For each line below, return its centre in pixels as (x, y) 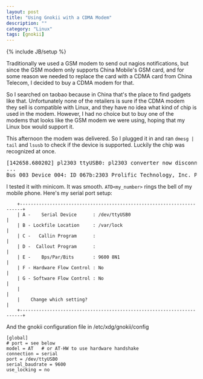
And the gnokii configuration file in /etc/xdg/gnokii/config (78, 327)
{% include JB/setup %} (36, 52)
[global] (17, 338)
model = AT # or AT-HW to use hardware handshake (72, 349)
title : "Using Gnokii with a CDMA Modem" (59, 18)
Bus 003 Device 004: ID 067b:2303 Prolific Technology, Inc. (99, 175)
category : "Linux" (29, 29)
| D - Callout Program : (56, 247)
